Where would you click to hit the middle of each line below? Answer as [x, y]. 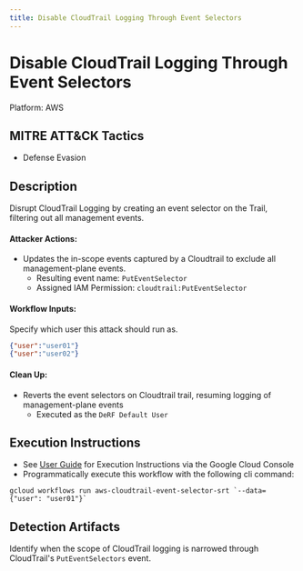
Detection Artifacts [65, 527]
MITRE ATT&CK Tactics [77, 136]
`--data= [250, 491]
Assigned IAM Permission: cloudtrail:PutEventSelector [141, 288]
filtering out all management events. [77, 218]
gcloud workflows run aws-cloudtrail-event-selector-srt [120, 491]
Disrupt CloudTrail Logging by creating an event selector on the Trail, [139, 208]
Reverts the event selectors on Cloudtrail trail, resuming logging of [147, 395]
